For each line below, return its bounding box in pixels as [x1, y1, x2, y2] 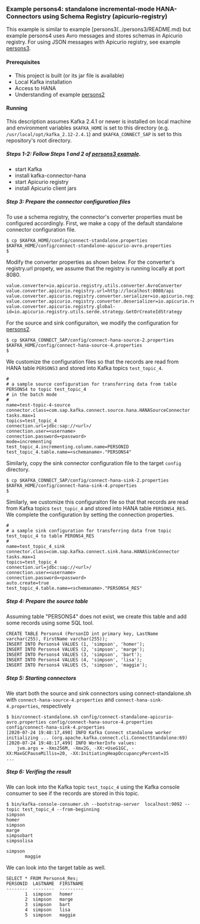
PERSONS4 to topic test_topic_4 [6, 386, 86, 392]
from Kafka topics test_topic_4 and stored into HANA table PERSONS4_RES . [6, 504, 187, 512]
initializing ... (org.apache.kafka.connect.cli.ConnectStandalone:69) [6, 735, 187, 741]
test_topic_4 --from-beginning [21, 806, 100, 812]
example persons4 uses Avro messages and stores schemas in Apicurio [6, 32, 183, 39]
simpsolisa [6, 837, 33, 843]
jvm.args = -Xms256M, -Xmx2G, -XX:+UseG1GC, [17, 745, 129, 751]
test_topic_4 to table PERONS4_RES [6, 533, 95, 539]
